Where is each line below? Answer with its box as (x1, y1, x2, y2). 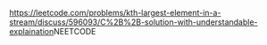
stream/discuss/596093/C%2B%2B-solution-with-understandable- (9, 17, 258, 27)
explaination (9, 26, 54, 36)
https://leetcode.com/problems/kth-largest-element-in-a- (9, 8, 221, 18)
